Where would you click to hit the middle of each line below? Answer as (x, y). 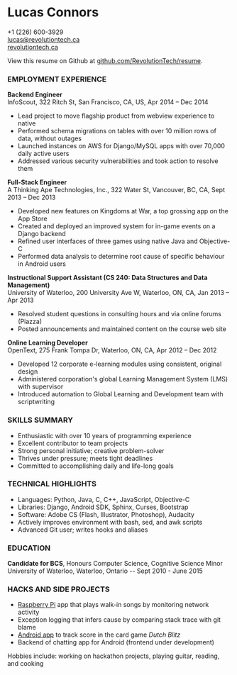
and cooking (26, 664)
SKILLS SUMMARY (40, 420)
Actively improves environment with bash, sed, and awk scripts (110, 522)
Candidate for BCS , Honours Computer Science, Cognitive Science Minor (115, 564)
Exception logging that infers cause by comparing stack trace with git (119, 620)
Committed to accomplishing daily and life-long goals (95, 466)
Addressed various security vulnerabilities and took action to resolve (118, 161)
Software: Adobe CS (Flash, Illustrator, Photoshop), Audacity (106, 514)
